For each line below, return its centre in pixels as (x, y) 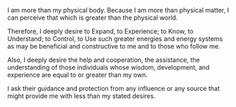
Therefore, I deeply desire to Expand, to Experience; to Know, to (101, 31)
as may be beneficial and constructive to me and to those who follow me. (114, 46)
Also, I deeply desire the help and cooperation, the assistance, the (104, 60)
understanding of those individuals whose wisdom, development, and (108, 67)
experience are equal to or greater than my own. (78, 75)
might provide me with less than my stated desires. (81, 96)
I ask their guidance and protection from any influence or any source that (114, 88)
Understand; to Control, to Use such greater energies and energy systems (115, 39)
